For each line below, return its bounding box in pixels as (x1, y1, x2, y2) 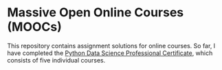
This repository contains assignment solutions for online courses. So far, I (7, 41, 216, 50)
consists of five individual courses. (7, 56, 106, 64)
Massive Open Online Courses (7, 5, 184, 20)
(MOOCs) (7, 19, 62, 35)
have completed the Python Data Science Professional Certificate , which (7, 49, 213, 57)
